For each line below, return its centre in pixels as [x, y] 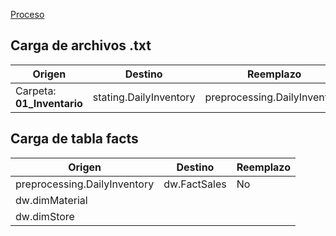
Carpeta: [36, 91]
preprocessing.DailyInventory [85, 184]
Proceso [27, 14]
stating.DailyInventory [144, 97]
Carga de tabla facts [74, 139]
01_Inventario [49, 103]
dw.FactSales [195, 184]
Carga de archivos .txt [81, 45]
